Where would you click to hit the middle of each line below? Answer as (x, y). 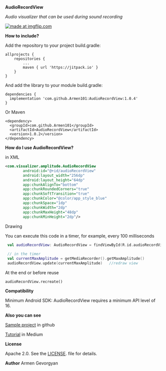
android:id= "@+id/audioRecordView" (60, 171)
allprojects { (20, 54)
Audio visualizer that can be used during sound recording (64, 17)
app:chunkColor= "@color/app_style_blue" (65, 199)
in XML (12, 157)
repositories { (30, 59)
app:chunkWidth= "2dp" (45, 207)
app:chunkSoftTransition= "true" (56, 194)
